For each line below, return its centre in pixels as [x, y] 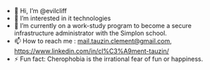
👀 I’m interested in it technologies [62, 18]
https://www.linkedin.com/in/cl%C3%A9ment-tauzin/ [91, 51]
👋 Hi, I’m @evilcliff [40, 11]
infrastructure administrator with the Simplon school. [90, 33]
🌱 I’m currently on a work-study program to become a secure [103, 26]
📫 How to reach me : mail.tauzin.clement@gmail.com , [93, 41]
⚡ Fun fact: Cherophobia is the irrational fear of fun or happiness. [108, 59]
